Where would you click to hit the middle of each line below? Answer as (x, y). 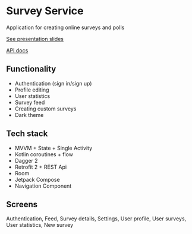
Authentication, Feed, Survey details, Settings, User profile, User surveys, (96, 219)
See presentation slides (35, 39)
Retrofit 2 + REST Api (41, 167)
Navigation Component (43, 186)
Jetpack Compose (37, 179)
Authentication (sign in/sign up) (53, 83)
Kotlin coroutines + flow (44, 154)
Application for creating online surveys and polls (65, 27)
